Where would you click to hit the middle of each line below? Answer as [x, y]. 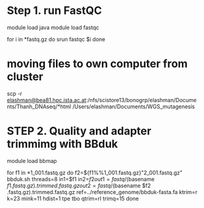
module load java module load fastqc [53, 27]
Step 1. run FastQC [54, 11]
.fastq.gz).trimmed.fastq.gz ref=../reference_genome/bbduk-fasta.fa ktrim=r [102, 192]
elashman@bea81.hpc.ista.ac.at [47, 100]
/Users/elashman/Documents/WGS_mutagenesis [134, 106]
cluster [25, 77]
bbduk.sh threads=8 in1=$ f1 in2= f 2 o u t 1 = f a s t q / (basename [81, 179]
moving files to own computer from [97, 64]
